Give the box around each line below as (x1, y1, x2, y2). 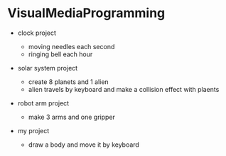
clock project (17, 28, 57, 37)
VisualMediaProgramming (7, 5, 166, 21)
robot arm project (17, 98, 70, 108)
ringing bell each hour (28, 50, 93, 58)
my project (17, 126, 50, 135)
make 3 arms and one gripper (28, 113, 116, 121)
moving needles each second (28, 42, 115, 51)
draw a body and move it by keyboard (28, 140, 140, 149)
